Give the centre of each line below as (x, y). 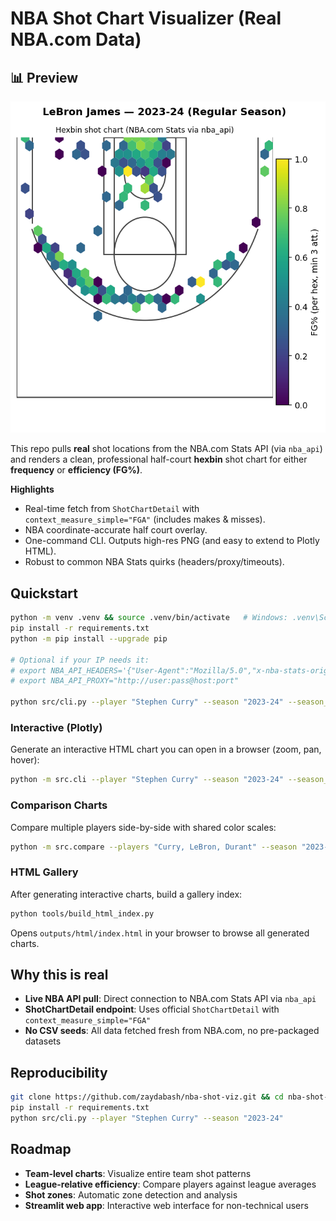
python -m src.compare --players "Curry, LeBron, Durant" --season (154, 847)
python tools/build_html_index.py (82, 913)
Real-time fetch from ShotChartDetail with (112, 509)
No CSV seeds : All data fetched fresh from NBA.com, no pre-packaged (172, 1031)
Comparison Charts (59, 805)
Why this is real (59, 974)
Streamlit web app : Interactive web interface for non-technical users (166, 1205)
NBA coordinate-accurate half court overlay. (116, 530)
